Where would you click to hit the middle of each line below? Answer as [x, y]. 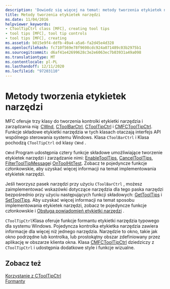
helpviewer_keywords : [28, 24]
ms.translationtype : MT [30, 57]
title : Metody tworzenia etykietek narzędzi [53, 15]
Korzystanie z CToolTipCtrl [33, 276]
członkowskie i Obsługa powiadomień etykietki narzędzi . [65, 210]
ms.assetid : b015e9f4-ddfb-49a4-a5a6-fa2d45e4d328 [60, 43]
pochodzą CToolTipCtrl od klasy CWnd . [46, 142]
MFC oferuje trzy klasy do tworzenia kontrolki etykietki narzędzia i [74, 121]
